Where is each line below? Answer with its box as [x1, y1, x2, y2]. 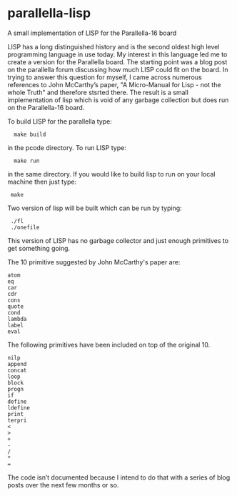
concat [7, 367, 27, 374]
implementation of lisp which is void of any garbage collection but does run [7, 95, 229, 104]
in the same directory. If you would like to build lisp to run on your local [7, 169, 216, 178]
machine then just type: [7, 177, 77, 186]
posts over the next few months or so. [7, 480, 119, 489]
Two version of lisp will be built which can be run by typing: [7, 204, 182, 212]
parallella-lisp [7, 5, 91, 21]
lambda [7, 315, 27, 322]
